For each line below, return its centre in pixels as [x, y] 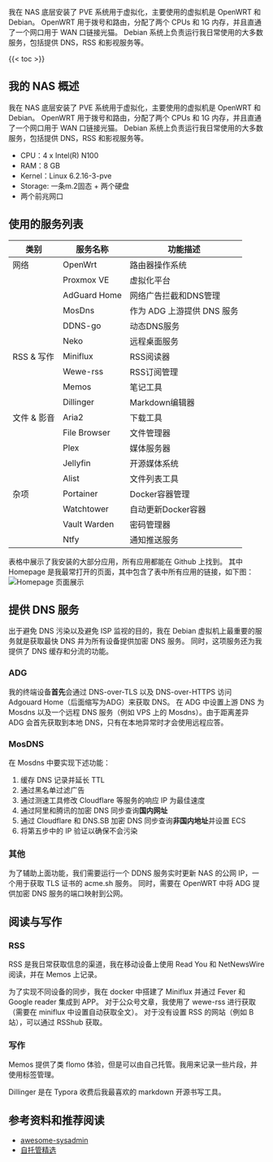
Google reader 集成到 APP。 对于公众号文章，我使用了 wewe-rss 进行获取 [132, 1002]
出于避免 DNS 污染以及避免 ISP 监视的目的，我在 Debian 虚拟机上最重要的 [132, 631]
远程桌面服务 [154, 341]
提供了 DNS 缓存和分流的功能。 [61, 651]
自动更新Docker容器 [168, 509]
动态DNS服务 [155, 326]
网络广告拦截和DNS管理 [175, 296]
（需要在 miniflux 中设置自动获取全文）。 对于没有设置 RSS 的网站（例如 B [131, 1012]
